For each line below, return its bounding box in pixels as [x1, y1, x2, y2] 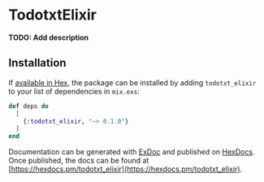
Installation [8, 56, 67, 70]
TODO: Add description [8, 32, 89, 42]
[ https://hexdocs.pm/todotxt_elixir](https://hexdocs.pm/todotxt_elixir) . [8, 164, 242, 174]
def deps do [8, 102, 49, 110]
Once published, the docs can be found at [8, 156, 149, 166]
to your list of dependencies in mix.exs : [8, 86, 140, 96]
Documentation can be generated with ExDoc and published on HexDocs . [8, 147, 255, 157]
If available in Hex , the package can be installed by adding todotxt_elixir [8, 77, 257, 87]
